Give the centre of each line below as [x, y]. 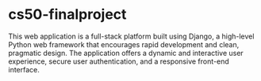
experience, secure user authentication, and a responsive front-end [119, 61]
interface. [24, 69]
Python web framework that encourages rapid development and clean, [124, 44]
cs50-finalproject [67, 15]
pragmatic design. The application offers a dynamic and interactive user [126, 53]
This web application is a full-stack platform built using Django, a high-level [131, 36]
